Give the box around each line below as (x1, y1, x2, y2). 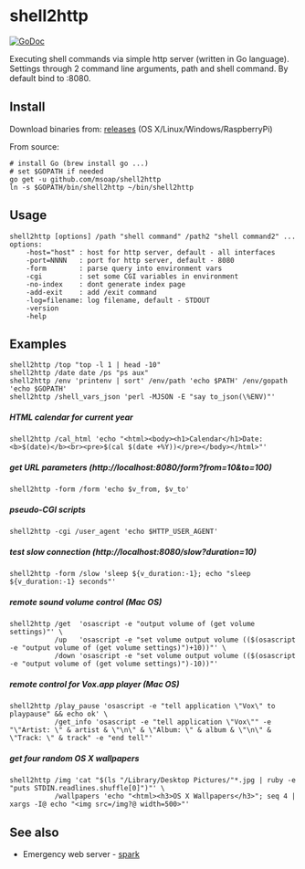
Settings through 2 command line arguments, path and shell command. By (9, 63, 289, 74)
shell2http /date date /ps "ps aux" (9, 369, 149, 378)
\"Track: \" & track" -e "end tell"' (9, 734, 153, 743)
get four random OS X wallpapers (9, 752, 140, 763)
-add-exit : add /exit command (26, 288, 157, 297)
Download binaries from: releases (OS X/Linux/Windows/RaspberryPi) (9, 123, 273, 134)
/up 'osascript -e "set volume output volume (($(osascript (54, 635, 297, 644)
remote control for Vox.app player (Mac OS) (9, 678, 180, 689)
